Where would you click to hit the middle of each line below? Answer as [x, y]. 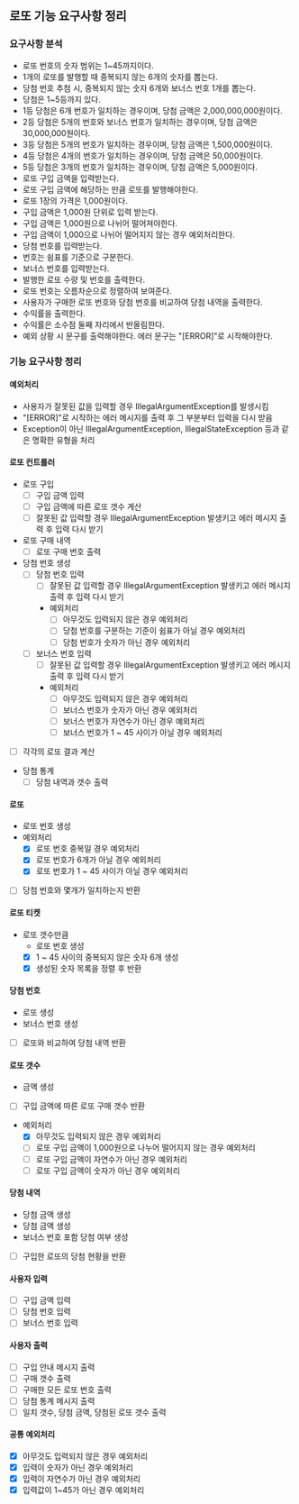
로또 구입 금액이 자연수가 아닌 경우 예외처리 [111, 1159]
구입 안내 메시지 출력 [59, 1367]
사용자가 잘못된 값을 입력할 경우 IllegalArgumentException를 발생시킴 [145, 406]
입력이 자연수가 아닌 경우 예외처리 [82, 1479]
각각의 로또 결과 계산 [59, 752]
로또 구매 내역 [46, 541]
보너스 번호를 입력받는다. [66, 268]
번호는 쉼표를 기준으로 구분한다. [77, 257]
